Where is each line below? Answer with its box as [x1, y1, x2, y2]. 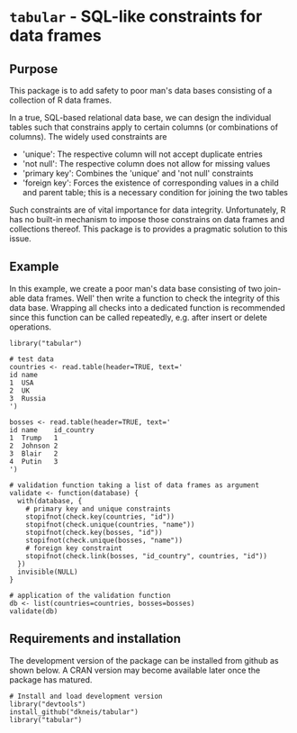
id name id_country [9, 425, 94, 434]
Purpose [9, 61, 58, 77]
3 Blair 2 [9, 448, 58, 458]
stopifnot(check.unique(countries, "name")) [25, 520, 195, 529]
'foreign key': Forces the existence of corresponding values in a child [22, 177, 279, 188]
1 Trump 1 [9, 433, 58, 442]
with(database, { [17, 496, 83, 505]
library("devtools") [9, 700, 87, 709]
